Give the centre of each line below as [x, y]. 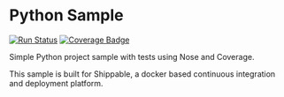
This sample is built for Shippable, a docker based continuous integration [142, 74]
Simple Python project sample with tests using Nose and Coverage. [132, 56]
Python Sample [66, 15]
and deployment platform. [56, 83]
